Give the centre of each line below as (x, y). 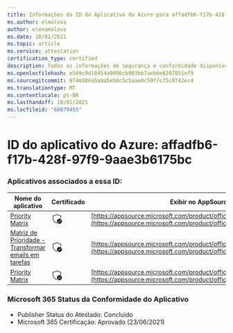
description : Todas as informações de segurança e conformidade (102, 66)
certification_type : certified (52, 59)
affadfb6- (190, 145)
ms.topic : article (34, 44)
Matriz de (24, 233)
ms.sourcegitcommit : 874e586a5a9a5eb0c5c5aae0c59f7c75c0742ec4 (101, 80)
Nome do (28, 198)
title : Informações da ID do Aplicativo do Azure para (88, 15)
